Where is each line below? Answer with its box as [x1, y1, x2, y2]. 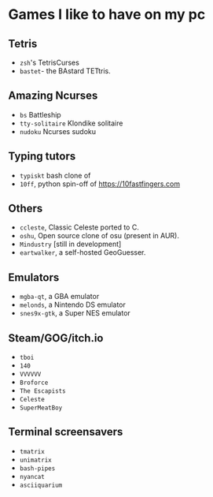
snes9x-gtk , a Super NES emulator [19, 308, 131, 318]
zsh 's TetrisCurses [19, 58, 80, 67]
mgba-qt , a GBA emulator [19, 292, 100, 301]
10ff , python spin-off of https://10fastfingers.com [19, 179, 181, 189]
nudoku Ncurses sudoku [19, 126, 97, 136]
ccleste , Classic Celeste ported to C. [19, 222, 139, 232]
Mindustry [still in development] [19, 239, 122, 249]
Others [8, 202, 43, 215]
